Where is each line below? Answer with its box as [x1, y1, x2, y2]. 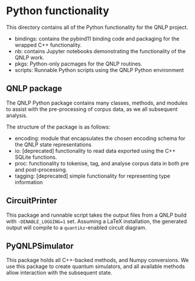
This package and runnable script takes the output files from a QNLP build [6, 211, 187, 218]
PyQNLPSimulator [6, 241, 74, 251]
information [14, 178, 43, 185]
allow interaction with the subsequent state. [6, 269, 112, 276]
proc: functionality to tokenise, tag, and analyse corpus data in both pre [14, 159, 189, 166]
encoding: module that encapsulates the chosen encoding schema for [14, 135, 186, 142]
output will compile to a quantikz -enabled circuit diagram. [6, 224, 147, 231]
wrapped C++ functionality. [14, 41, 82, 48]
